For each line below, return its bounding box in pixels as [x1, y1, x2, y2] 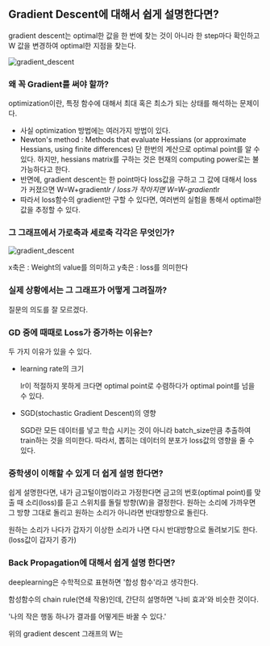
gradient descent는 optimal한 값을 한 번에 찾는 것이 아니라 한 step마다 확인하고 [8, 31, 260, 40]
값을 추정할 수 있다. [19, 205, 81, 215]
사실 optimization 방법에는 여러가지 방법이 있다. [19, 126, 171, 136]
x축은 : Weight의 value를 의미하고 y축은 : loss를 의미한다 [8, 262, 189, 272]
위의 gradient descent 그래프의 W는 [8, 628, 123, 638]
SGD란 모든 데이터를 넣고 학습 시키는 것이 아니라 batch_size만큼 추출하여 [19, 426, 251, 434]
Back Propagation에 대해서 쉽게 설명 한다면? [8, 557, 176, 568]
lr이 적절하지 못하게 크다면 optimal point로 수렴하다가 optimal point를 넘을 [19, 381, 255, 390]
